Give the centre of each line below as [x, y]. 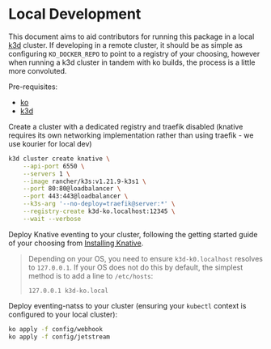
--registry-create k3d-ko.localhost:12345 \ [99, 211]
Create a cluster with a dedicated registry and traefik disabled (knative [126, 126]
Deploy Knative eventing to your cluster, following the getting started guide [133, 234]
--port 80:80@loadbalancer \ [72, 189]
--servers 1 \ [47, 174]
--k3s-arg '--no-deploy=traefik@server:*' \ [99, 204]
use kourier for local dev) [50, 143]
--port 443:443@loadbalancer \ [76, 196]
